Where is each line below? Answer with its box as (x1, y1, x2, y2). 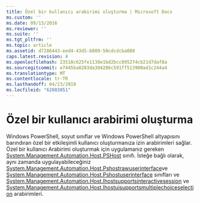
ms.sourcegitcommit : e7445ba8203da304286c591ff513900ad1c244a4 (6, 64, 168, 71)
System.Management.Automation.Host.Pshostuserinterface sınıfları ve (6, 171, 180, 178)
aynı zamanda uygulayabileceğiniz (6, 158, 91, 165)
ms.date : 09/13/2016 (6, 20, 58, 26)
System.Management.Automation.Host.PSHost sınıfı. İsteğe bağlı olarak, (6, 151, 184, 159)
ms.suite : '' (6, 31, 39, 37)
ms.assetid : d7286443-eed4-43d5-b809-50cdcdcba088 (6, 48, 135, 54)
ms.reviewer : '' (6, 25, 47, 32)
